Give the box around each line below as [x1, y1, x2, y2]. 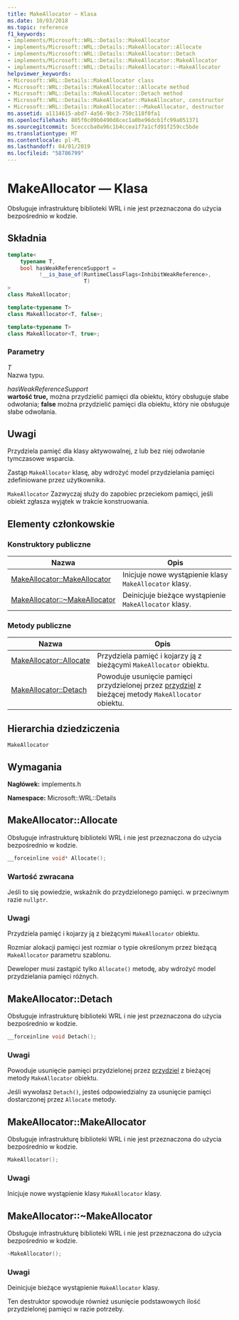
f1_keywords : [7, 30, 46, 38]
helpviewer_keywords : [7, 70, 72, 77]
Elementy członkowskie [7, 518, 115, 530]
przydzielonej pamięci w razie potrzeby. [7, 1305, 124, 1314]
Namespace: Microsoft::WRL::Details [7, 793, 117, 803]
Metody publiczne [7, 621, 72, 631]
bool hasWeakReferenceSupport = [20, 265, 116, 272]
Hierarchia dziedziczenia [7, 722, 120, 735]
